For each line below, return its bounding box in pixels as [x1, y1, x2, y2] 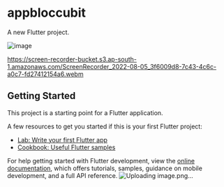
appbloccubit [7, 5, 86, 21]
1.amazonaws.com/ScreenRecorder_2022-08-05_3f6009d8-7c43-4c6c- [7, 62, 217, 70]
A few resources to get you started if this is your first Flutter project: [7, 122, 202, 130]
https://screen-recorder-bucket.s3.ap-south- [7, 54, 137, 63]
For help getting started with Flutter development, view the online [7, 156, 195, 165]
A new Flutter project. [7, 28, 70, 36]
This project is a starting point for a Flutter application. [7, 108, 163, 117]
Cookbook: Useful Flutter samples [17, 143, 116, 151]
